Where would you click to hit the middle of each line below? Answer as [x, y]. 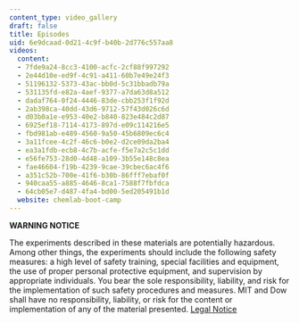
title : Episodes [39, 34]
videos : [24, 51]
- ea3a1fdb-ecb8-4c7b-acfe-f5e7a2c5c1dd [93, 150]
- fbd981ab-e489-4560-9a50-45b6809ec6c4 [93, 134]
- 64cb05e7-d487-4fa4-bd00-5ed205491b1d [93, 192]
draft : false [33, 26]
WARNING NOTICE [45, 225]
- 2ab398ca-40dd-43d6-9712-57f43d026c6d [93, 109]
